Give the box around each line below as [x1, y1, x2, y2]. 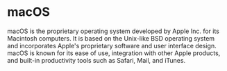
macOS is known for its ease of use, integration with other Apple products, [7, 49, 221, 57]
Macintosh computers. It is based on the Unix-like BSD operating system [7, 34, 215, 42]
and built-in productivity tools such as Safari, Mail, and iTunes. [7, 56, 186, 64]
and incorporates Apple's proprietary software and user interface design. [7, 41, 217, 50]
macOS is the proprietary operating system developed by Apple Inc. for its [7, 27, 220, 35]
